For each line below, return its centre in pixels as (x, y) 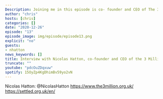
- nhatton (15, 50)
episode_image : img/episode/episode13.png (49, 37)
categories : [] (20, 23)
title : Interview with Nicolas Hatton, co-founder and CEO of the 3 (76, 59)
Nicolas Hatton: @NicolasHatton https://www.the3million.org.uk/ (69, 86)
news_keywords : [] (24, 54)
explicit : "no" (20, 41)
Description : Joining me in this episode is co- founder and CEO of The (80, 9)
